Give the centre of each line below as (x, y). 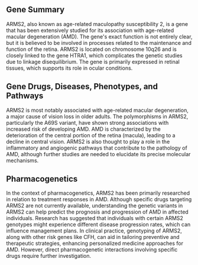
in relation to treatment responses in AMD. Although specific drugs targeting (99, 199)
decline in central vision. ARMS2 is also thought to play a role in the (88, 141)
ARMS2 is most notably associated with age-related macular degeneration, (98, 110)
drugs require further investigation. (49, 256)
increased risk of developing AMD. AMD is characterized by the (83, 129)
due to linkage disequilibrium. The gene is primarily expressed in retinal (93, 62)
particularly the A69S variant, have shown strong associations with (87, 122)
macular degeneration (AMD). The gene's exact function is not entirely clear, (99, 36)
